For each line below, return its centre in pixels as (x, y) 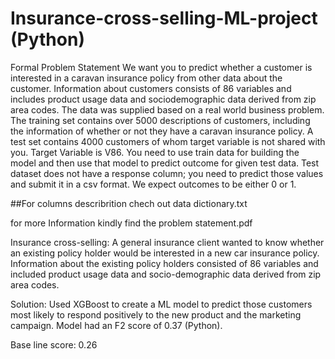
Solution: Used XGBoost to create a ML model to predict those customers (161, 304)
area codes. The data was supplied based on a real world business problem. (167, 109)
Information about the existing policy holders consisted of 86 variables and (164, 263)
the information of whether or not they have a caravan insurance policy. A (162, 131)
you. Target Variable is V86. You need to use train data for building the (155, 152)
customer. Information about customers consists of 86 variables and (151, 88)
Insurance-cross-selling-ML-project (164, 18)
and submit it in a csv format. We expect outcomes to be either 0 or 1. (153, 184)
